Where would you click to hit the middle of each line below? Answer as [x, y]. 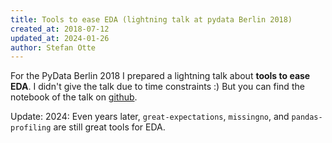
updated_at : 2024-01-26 [60, 38]
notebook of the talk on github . [74, 97]
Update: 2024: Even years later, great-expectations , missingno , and [150, 117]
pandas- [307, 117]
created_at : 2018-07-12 [60, 29]
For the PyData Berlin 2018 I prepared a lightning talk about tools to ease [160, 76]
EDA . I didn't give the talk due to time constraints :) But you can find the [157, 87]
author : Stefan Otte [53, 47]
